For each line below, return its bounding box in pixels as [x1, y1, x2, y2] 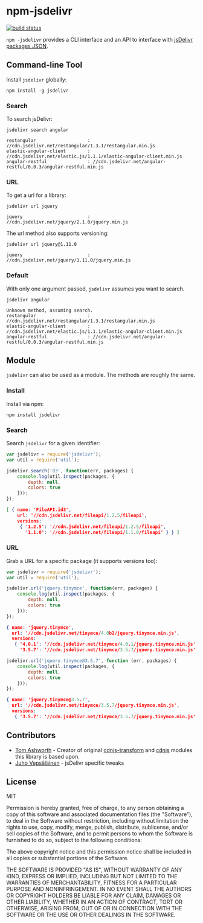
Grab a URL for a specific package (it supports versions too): [6, 557, 158, 564]
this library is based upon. [14, 753, 80, 760]
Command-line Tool [6, 60, 83, 70]
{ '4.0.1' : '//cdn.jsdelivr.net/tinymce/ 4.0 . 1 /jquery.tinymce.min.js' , [14, 642, 199, 648]
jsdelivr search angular [6, 127, 69, 133]
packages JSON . [6, 42, 48, 50]
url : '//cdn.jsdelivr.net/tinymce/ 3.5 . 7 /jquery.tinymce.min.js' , [11, 703, 180, 709]
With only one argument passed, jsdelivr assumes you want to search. [6, 285, 185, 292]
